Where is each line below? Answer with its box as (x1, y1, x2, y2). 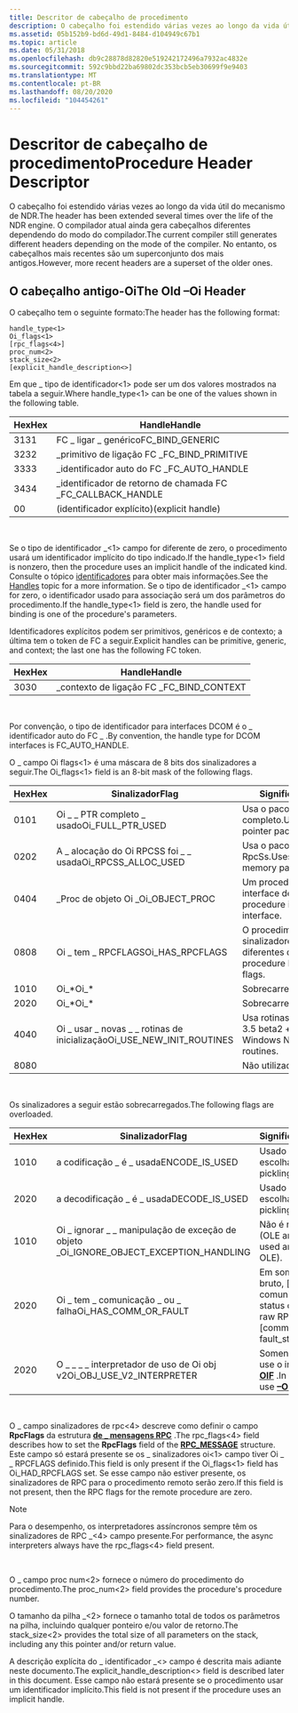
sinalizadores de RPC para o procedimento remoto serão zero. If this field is (9, 1477, 284, 1488)
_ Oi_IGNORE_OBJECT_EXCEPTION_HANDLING (56, 1246, 251, 1259)
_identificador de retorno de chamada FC (56, 477, 228, 490)
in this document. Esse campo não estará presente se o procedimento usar (9, 1675, 284, 1685)
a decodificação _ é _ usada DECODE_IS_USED (56, 1193, 249, 1205)
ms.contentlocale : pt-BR (9, 79, 101, 88)
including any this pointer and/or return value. (9, 1639, 176, 1650)
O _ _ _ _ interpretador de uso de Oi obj (56, 1358, 217, 1371)
